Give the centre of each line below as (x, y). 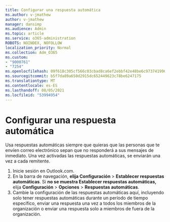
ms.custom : (17, 57)
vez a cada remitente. (28, 161)
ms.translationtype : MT (30, 81)
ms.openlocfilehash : (27, 72)
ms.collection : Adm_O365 (31, 52)
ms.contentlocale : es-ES (31, 85)
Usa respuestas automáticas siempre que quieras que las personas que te (82, 145)
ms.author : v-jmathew (28, 15)
